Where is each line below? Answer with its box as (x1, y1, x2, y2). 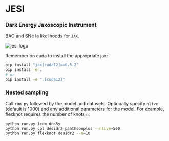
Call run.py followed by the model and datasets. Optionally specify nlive (5, 101, 159, 107)
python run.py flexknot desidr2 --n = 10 (5, 131, 91, 136)
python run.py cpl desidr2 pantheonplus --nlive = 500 (5, 126, 120, 131)
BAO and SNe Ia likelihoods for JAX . (5, 33, 79, 39)
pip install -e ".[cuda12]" (5, 77, 66, 82)
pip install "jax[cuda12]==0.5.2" (5, 62, 79, 68)
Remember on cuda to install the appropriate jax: (5, 53, 109, 59)
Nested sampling (5, 89, 49, 96)
